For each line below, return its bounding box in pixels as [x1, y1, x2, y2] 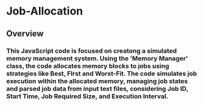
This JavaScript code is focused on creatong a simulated [6, 47, 177, 55]
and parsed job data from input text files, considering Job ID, [6, 84, 188, 93]
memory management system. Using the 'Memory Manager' [6, 54, 188, 62]
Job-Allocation [6, 4, 84, 18]
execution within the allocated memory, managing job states [6, 77, 188, 85]
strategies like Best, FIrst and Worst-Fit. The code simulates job [6, 69, 197, 78]
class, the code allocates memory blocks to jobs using [6, 62, 170, 70]
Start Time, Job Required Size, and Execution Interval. [6, 92, 168, 101]
